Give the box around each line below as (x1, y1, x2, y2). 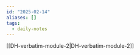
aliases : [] (6, 15, 37, 21)
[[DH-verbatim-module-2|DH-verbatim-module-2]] (6, 42, 135, 50)
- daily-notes (12, 25, 47, 32)
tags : (6, 20, 20, 26)
